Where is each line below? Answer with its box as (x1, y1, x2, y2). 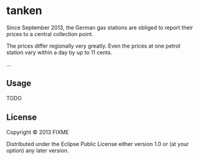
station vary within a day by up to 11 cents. (6, 48, 113, 56)
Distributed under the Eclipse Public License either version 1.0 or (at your (6, 140, 189, 147)
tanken (6, 4, 43, 18)
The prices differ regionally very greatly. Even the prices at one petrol (6, 42, 181, 49)
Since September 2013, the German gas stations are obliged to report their (6, 24, 194, 31)
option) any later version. (6, 147, 69, 154)
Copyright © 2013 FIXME (6, 128, 69, 136)
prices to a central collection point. (6, 30, 94, 37)
